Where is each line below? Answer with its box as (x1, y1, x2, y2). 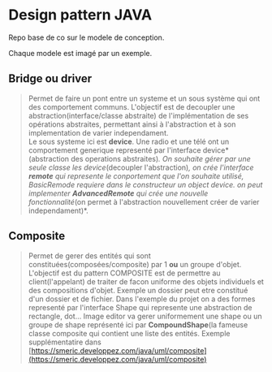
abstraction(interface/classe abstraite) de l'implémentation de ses (28, 110, 249, 120)
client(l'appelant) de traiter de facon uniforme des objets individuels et (28, 276, 264, 286)
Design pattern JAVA (8, 6, 153, 24)
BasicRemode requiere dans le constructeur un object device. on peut (28, 180, 263, 189)
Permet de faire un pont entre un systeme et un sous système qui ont (28, 93, 261, 103)
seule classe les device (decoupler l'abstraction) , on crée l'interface (28, 162, 254, 172)
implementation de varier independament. (28, 128, 169, 137)
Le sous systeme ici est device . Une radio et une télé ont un (28, 136, 230, 146)
